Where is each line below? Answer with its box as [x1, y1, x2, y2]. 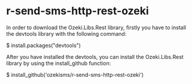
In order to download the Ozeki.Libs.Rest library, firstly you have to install [6, 24, 187, 31]
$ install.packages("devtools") [6, 42, 81, 49]
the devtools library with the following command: [6, 30, 127, 37]
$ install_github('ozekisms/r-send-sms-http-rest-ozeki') [6, 71, 144, 78]
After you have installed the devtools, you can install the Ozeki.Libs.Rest [6, 53, 184, 60]
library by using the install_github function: [6, 60, 111, 67]
